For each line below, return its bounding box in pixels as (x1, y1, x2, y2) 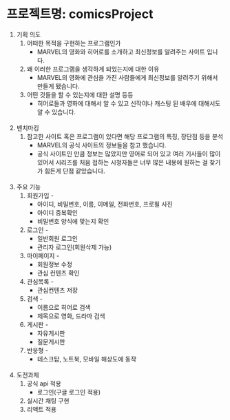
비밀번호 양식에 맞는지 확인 (36, 217, 109, 225)
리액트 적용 (26, 405, 56, 413)
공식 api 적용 (26, 379, 61, 388)
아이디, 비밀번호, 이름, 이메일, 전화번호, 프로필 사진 (36, 200, 173, 208)
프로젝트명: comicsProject (6, 6, 154, 22)
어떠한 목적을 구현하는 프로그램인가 (26, 39, 121, 47)
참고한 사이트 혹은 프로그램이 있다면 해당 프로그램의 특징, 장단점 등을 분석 (26, 132, 224, 140)
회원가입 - (26, 191, 54, 200)
